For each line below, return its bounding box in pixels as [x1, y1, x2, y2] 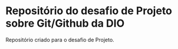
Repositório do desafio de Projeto [5, 4, 172, 18]
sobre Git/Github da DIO [5, 17, 125, 30]
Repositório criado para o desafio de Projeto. [5, 36, 114, 43]
